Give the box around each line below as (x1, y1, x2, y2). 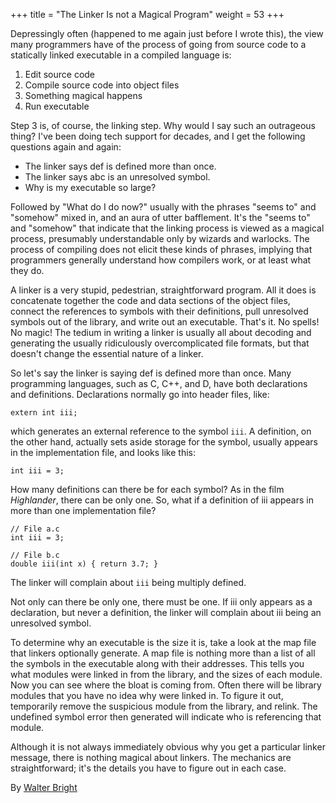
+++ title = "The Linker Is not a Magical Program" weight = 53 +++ (10, 9, 285, 20)
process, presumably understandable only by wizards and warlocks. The (10, 233, 310, 244)
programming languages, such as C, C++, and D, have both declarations (10, 378, 308, 389)
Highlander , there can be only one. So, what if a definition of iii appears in (10, 494, 314, 506)
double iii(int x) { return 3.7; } (10, 559, 159, 569)
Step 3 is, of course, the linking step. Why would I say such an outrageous (10, 120, 316, 131)
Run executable (24, 100, 90, 112)
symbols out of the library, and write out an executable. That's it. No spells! (10, 316, 320, 328)
